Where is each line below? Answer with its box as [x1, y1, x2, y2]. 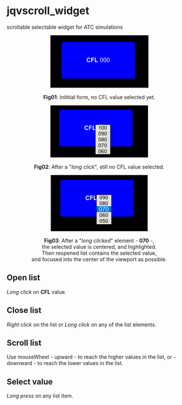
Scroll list [6, 338, 42, 347]
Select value [6, 377, 53, 387]
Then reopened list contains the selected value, [41, 249, 157, 256]
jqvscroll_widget [6, 4, 90, 18]
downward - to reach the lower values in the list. [6, 360, 124, 367]
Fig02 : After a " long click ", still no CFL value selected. [33, 163, 165, 170]
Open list [6, 273, 41, 283]
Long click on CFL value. [6, 288, 67, 295]
